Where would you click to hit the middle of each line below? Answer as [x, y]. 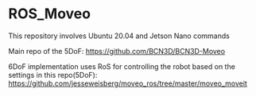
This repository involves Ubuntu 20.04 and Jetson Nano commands [119, 36]
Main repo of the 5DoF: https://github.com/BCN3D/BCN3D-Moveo [116, 51]
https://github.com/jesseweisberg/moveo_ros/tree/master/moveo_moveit [128, 83]
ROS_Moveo [50, 14]
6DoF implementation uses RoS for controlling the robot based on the [122, 66]
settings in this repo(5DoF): [53, 75]
